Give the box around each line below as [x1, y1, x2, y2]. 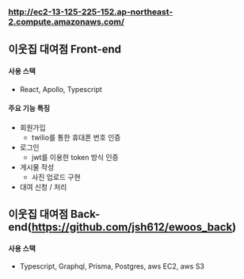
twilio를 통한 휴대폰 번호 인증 [31, 132, 121, 142]
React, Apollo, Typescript [19, 84, 103, 94]
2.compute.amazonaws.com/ [8, 16, 125, 27]
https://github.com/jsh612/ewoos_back [31, 220, 233, 234]
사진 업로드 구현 [31, 172, 81, 182]
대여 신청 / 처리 [19, 182, 67, 192]
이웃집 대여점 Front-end [8, 43, 121, 56]
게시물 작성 [19, 162, 55, 172]
